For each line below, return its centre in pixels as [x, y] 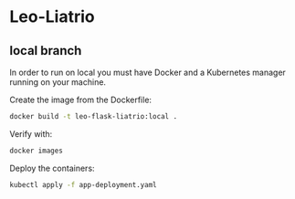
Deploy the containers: [52, 168]
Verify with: [31, 133]
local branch [46, 51]
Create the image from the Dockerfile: [81, 99]
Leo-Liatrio [52, 17]
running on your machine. [58, 82]
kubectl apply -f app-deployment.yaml [83, 184]
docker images [37, 151]
